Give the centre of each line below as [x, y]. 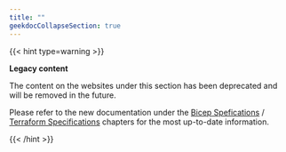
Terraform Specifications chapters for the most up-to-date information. [139, 122]
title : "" [28, 17]
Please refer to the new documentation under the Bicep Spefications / [137, 112]
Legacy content [39, 68]
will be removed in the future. [63, 95]
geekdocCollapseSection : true [65, 26]
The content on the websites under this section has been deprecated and [143, 85]
